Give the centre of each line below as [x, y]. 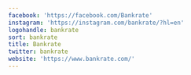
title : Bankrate [35, 45]
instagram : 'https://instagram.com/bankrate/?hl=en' [96, 23]
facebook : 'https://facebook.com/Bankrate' [81, 15]
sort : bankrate [33, 37]
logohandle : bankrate [44, 30]
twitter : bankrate [38, 52]
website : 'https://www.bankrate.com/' [72, 59]
